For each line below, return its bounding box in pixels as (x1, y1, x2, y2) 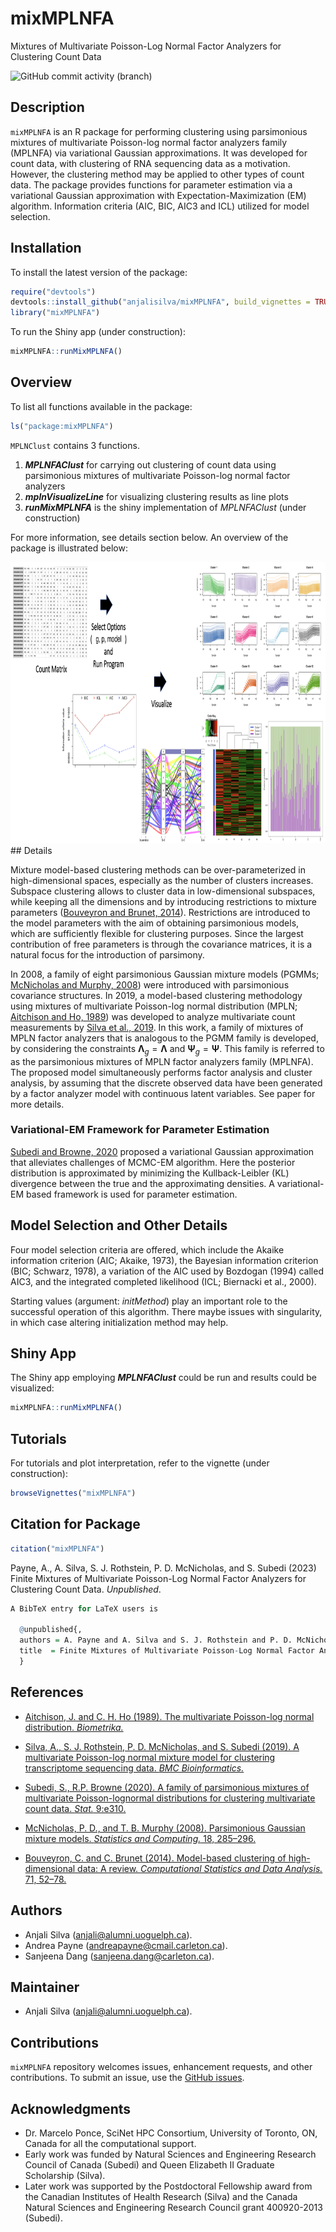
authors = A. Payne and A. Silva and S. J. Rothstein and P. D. (19, 1635, 293, 1646)
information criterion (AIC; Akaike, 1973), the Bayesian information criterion (10, 1254, 319, 1266)
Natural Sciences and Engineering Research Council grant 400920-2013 (24, 2202, 323, 2214)
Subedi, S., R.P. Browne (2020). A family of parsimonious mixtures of (24, 1781, 310, 1793)
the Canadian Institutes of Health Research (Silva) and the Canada (24, 2191, 298, 2203)
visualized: (10, 1382, 55, 1394)
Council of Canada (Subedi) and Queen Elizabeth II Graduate (24, 2159, 275, 2171)
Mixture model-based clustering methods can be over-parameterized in (10, 863, 306, 876)
